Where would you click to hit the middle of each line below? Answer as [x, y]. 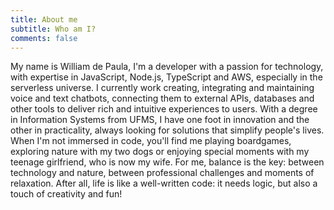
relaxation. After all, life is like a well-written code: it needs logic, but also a [164, 183]
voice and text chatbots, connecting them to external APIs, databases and [162, 98]
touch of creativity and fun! [66, 194]
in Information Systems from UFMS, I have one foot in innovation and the [160, 120]
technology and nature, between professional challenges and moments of [162, 173]
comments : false [44, 38]
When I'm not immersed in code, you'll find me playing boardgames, [151, 141]
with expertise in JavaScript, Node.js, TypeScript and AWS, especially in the [166, 77]
